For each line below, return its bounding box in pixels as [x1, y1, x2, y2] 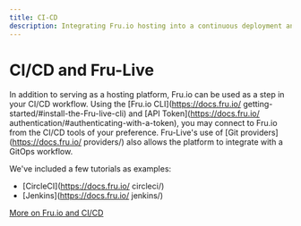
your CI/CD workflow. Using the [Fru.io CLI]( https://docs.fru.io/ [9, 99, 242, 110]
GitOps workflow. [9, 146, 73, 157]
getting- [243, 99, 273, 110]
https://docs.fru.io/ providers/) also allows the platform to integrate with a [12, 137, 284, 147]
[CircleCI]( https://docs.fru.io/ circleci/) [21, 180, 165, 192]
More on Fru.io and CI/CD [9, 207, 104, 219]
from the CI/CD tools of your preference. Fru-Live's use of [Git [9, 127, 239, 138]
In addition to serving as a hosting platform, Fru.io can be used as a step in [9, 89, 285, 100]
